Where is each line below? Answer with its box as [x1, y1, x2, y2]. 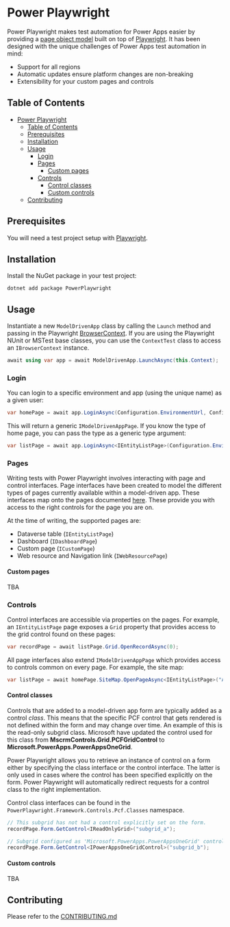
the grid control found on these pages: [7, 630, 116, 638]
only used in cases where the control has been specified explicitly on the [7, 771, 213, 779]
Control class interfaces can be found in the [7, 798, 131, 807]
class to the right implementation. [7, 785, 101, 793]
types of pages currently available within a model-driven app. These [7, 489, 200, 497]
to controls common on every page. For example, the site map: [7, 663, 184, 671]
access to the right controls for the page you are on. [7, 503, 154, 512]
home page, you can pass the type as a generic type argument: [7, 429, 186, 437]
